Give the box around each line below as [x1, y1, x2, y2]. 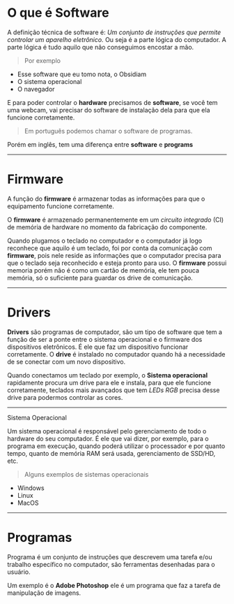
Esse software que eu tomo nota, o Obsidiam [17, 70, 147, 78]
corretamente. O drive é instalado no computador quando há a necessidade [7, 350, 226, 358]
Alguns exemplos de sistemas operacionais [24, 470, 149, 478]
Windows [17, 484, 45, 492]
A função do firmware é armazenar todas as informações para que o [7, 194, 205, 203]
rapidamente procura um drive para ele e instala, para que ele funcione [7, 378, 212, 387]
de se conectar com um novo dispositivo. [7, 357, 126, 366]
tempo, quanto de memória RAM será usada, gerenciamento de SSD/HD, [7, 449, 216, 457]
